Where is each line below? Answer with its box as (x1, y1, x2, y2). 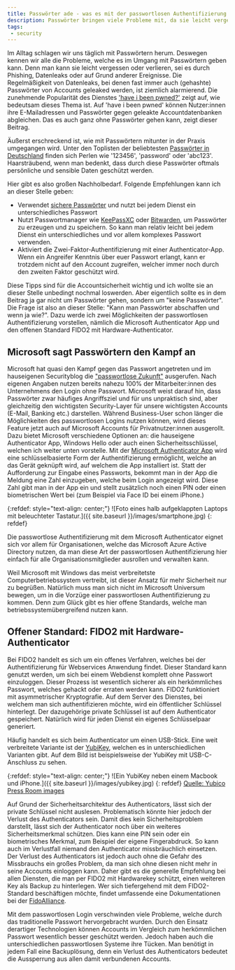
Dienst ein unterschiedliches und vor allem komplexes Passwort (17, 231, 201, 239)
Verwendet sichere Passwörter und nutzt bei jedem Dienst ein (17, 201, 196, 210)
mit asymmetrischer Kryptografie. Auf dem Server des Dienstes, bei (7, 693, 203, 701)
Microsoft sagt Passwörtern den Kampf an (7, 346, 196, 358)
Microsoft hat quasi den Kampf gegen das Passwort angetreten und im (7, 365, 211, 373)
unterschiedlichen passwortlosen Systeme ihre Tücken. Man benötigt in (7, 939, 214, 948)
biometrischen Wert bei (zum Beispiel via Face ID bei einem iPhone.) (7, 491, 204, 500)
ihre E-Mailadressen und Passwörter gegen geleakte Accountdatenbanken (7, 108, 222, 117)
